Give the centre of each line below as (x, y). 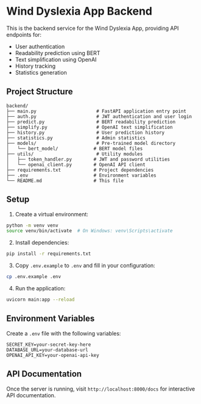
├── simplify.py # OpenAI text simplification (90, 127)
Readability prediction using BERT (58, 53)
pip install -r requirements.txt (49, 254)
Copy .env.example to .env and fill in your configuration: (85, 266)
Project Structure (40, 92)
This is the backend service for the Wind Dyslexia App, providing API (93, 28)
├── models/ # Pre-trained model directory (91, 143)
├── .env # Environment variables (81, 175)
